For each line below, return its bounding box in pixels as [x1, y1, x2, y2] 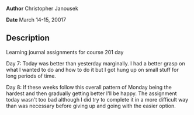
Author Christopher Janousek [6, 5, 79, 12]
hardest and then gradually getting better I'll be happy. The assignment [6, 90, 177, 97]
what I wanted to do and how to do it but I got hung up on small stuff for [6, 66, 179, 73]
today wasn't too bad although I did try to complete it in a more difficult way [6, 96, 189, 103]
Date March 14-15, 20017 [6, 16, 66, 23]
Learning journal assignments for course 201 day [6, 48, 124, 55]
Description [6, 33, 50, 43]
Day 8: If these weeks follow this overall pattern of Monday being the [6, 83, 172, 90]
